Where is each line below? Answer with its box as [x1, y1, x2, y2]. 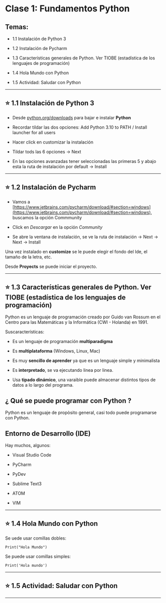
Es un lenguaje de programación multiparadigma [12, 339, 113, 345]
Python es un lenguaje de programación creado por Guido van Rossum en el [5, 314, 161, 320]
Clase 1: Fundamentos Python [5, 3, 130, 14]
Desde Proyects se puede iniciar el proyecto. [5, 263, 97, 269]
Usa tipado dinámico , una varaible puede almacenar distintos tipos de [12, 377, 156, 383]
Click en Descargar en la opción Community [12, 224, 103, 230]
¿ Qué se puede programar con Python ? [5, 397, 132, 405]
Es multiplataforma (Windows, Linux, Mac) [12, 348, 100, 354]
